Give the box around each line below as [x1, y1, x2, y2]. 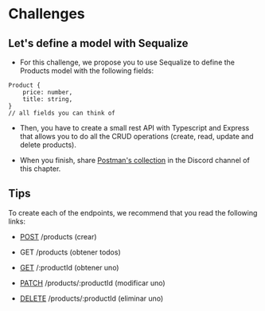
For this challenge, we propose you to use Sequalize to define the [19, 57, 236, 67]
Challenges [8, 5, 85, 23]
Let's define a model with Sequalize [8, 37, 189, 50]
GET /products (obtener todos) [19, 247, 121, 257]
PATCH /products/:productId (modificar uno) [19, 278, 166, 287]
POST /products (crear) [19, 231, 97, 241]
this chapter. [19, 164, 61, 173]
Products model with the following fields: [19, 66, 154, 76]
